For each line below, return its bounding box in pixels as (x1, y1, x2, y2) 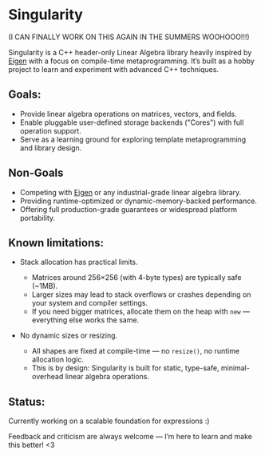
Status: (8, 394, 45, 409)
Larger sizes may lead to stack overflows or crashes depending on (31, 290, 251, 299)
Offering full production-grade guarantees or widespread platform (19, 204, 238, 214)
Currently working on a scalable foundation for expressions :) (8, 416, 210, 426)
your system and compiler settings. (31, 298, 148, 308)
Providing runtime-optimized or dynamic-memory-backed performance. (19, 196, 258, 206)
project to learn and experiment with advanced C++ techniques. (8, 64, 220, 74)
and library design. (19, 142, 82, 153)
